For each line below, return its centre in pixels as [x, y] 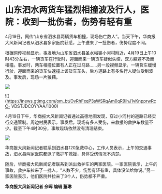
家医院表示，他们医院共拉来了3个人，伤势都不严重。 [57, 176]
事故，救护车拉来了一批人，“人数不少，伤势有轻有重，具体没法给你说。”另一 [80, 170]
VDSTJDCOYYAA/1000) [35, 106]
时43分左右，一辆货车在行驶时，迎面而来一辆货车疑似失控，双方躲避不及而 [80, 59]
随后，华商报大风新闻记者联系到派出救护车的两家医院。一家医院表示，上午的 [81, 164]
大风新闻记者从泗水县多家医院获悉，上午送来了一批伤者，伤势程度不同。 [77, 42]
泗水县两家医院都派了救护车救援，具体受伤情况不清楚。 [68, 154]
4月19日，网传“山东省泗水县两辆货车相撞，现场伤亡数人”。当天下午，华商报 [80, 36]
